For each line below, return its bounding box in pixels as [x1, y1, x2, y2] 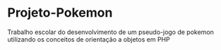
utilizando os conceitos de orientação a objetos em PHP [7, 35, 171, 43]
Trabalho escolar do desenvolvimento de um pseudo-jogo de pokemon [7, 28, 214, 36]
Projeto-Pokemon [7, 5, 113, 21]
